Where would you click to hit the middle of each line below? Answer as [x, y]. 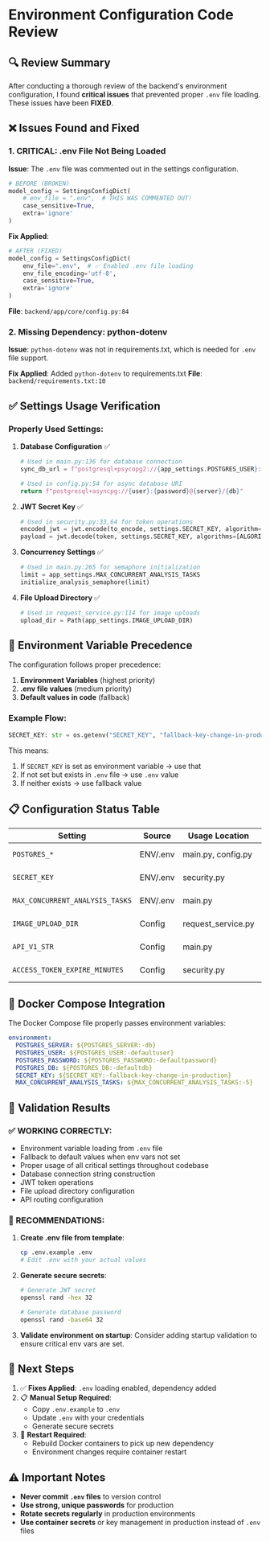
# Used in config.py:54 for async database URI [101, 483]
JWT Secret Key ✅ [51, 506]
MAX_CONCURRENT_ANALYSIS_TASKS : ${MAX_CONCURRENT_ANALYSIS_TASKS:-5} [134, 1083]
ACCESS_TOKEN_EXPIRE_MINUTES [68, 970]
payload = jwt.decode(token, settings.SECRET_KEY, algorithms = [128, 537]
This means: [29, 750]
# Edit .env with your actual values [83, 1260]
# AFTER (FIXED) [35, 251]
